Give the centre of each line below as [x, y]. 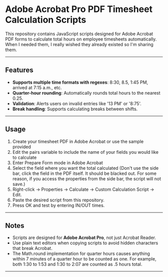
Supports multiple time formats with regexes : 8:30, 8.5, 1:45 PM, [80, 82]
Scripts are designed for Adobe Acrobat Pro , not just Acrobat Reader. [84, 238]
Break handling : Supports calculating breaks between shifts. [75, 109]
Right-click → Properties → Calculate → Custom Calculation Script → [83, 189]
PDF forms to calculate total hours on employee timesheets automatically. [81, 39]
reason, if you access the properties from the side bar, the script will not [87, 178]
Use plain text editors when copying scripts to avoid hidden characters [85, 243]
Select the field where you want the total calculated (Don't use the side [85, 168]
